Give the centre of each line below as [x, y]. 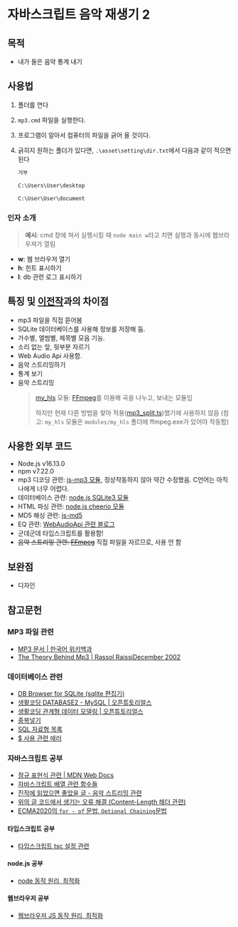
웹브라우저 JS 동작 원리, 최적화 [60, 916]
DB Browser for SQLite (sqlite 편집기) [71, 694]
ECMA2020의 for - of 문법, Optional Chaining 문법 [92, 811]
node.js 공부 [25, 864]
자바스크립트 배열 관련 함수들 [58, 784]
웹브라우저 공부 [28, 898]
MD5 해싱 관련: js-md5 [50, 516]
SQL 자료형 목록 [40, 729]
